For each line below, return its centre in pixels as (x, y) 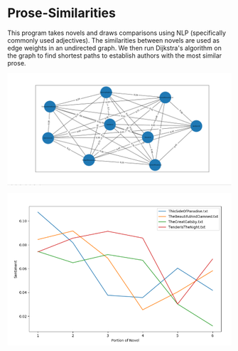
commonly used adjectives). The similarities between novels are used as (114, 40)
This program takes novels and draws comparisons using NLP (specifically (117, 33)
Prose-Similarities (61, 13)
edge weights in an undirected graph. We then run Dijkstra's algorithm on (114, 48)
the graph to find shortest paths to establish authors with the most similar (115, 56)
